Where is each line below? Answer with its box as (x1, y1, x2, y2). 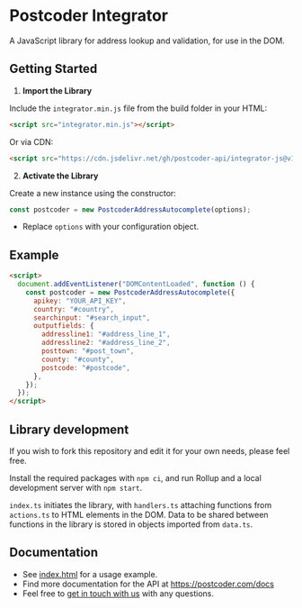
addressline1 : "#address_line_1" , (41, 330, 171, 339)
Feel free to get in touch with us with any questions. (22, 587, 214, 599)
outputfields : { (32, 322, 94, 331)
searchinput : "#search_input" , (32, 313, 151, 322)
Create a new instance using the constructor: (9, 187, 177, 198)
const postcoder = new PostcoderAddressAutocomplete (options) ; (9, 204, 252, 214)
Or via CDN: (9, 136, 54, 147)
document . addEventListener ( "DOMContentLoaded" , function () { (17, 280, 255, 289)
